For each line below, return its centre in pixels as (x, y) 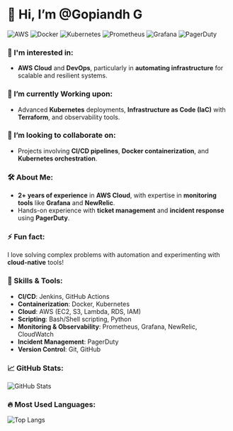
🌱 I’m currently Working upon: (60, 94)
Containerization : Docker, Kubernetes (73, 304)
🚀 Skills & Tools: (35, 281)
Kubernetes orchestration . (57, 158)
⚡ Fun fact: (26, 237)
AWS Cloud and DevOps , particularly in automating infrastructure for (120, 68)
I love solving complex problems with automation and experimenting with (114, 255)
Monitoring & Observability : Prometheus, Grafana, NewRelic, (107, 327)
